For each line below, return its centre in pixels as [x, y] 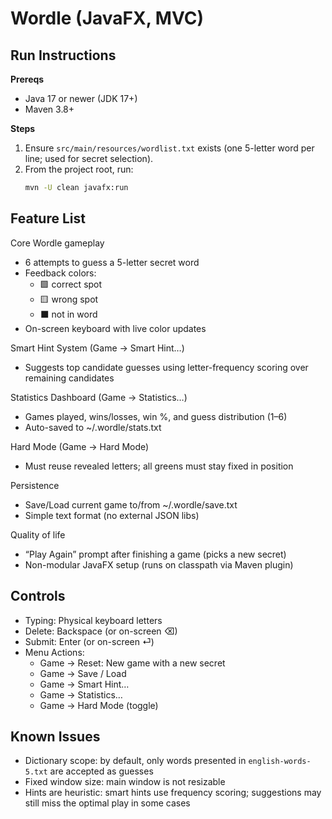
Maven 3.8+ [49, 109]
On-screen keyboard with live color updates [115, 328]
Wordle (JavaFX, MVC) [107, 18]
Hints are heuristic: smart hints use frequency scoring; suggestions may [173, 793]
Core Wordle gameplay [57, 243]
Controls [38, 596]
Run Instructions [63, 55]
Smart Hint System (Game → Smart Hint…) [97, 348]
